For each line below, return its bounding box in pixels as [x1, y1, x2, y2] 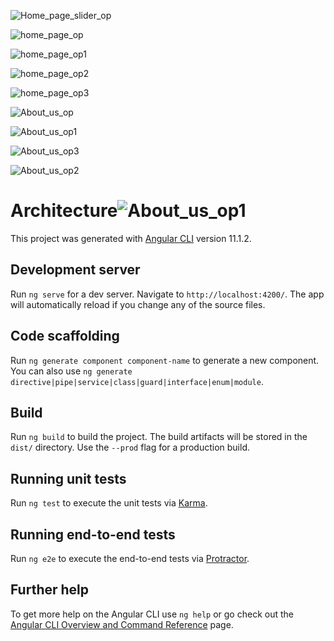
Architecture [10, 200, 118, 222]
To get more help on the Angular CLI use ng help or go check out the [10, 608, 294, 620]
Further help [10, 581, 90, 599]
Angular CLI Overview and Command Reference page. [10, 618, 234, 630]
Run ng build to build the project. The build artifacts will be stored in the [10, 431, 308, 443]
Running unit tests [10, 470, 127, 487]
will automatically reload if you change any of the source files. [10, 298, 266, 310]
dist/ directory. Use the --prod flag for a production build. [10, 441, 250, 454]
